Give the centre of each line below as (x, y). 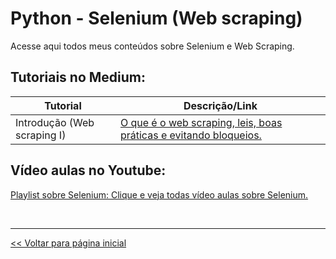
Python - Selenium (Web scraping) (156, 18)
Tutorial (63, 105)
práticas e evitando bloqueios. (190, 135)
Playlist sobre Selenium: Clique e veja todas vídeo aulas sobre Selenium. (159, 194)
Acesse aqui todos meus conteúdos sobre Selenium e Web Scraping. (152, 46)
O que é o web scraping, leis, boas (201, 122)
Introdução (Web (55, 122)
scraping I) (41, 135)
